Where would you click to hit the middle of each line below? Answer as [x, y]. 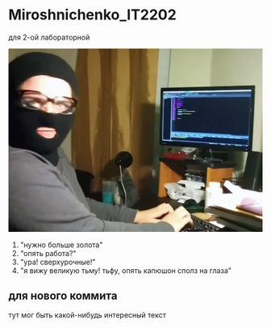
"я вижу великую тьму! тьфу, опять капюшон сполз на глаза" [126, 270]
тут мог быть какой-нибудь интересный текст [88, 315]
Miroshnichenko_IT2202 [93, 15]
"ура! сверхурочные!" [58, 262]
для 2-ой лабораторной [49, 37]
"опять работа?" [48, 253]
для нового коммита [63, 296]
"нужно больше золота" [61, 245]
